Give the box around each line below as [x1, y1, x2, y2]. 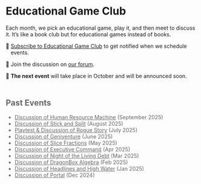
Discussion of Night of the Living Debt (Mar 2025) [14, 153, 139, 160]
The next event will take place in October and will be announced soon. [10, 72, 187, 79]
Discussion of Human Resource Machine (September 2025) [14, 114, 163, 121]
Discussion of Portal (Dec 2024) [14, 171, 95, 179]
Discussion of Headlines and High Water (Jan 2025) [14, 165, 145, 172]
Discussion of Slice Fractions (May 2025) [14, 139, 117, 146]
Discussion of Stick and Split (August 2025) [14, 120, 124, 128]
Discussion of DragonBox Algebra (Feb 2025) [14, 159, 128, 166]
